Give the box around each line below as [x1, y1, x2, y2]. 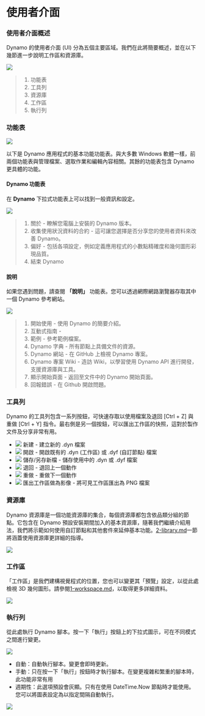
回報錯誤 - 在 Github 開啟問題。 [30, 381, 110, 388]
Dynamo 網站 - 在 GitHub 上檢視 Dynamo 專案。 [30, 350, 151, 358]
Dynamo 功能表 [6, 180, 46, 188]
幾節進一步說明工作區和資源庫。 [6, 51, 87, 59]
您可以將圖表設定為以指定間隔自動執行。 [15, 691, 117, 698]
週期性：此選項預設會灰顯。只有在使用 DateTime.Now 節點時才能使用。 [15, 683, 195, 691]
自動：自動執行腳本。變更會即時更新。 [15, 660, 112, 668]
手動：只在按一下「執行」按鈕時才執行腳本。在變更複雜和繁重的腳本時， [15, 668, 197, 676]
